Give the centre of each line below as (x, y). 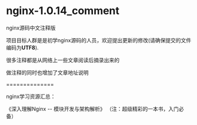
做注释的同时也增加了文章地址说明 (47, 72)
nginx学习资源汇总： (31, 96)
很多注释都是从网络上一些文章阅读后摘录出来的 (63, 60)
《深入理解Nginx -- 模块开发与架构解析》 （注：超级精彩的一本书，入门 (93, 109)
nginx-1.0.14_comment (63, 11)
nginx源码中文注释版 (31, 28)
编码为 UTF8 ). (23, 48)
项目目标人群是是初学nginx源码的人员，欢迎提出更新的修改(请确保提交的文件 (99, 40)
